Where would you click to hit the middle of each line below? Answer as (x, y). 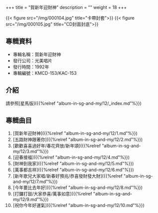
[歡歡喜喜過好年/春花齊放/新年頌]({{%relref (57, 146)
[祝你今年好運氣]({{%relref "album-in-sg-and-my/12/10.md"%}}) (79, 206)
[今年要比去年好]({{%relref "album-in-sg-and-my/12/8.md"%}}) (78, 188)
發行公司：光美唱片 (33, 60)
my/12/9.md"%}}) (31, 200)
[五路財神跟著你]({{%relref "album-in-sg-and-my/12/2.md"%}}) (78, 140)
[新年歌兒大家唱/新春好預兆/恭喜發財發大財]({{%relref (68, 176)
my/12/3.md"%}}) (31, 152)
